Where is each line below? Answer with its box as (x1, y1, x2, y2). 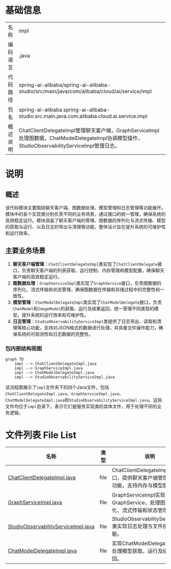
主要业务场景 (5, 247, 46, 255)
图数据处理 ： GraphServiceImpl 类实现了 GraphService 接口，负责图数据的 (12, 280, 162, 286)
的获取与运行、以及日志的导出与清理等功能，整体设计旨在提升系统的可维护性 (5, 224, 166, 230)
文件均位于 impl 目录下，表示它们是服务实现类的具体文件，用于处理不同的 (5, 403, 157, 410)
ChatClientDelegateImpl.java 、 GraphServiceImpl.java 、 (5, 391, 124, 397)
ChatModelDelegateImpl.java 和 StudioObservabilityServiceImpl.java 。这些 (5, 397, 162, 403)
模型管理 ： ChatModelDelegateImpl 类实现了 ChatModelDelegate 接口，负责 (12, 299, 162, 305)
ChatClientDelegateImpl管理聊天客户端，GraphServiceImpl (18, 127, 159, 134)
